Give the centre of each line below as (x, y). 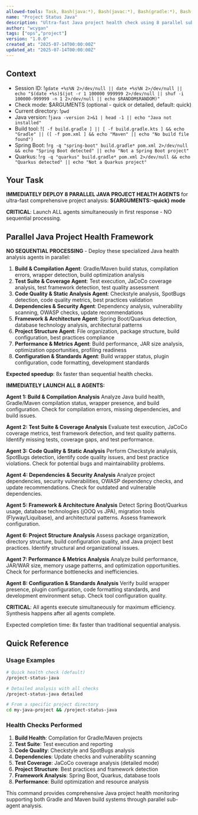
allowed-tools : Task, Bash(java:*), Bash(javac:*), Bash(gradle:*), (92, 11)
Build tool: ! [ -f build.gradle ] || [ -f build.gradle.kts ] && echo (99, 128)
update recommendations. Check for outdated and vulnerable (81, 487)
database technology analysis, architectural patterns (78, 325)
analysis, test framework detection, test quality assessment (87, 288)
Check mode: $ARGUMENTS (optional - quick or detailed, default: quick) (103, 104)
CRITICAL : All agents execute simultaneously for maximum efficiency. (91, 607)
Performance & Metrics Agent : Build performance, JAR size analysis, (99, 344)
